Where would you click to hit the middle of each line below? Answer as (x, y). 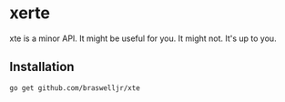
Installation (42, 67)
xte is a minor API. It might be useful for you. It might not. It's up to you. (143, 38)
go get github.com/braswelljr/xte (75, 88)
